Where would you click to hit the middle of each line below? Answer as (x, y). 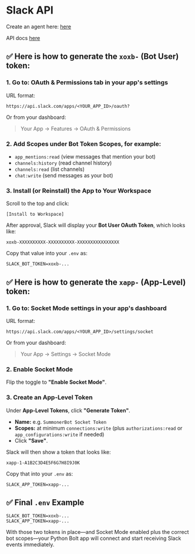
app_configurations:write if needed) (59, 434)
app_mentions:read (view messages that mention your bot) (85, 156)
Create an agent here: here (39, 27)
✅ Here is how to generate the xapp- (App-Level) (96, 282)
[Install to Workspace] (35, 215)
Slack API (30, 10)
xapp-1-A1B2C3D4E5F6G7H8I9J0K (43, 463)
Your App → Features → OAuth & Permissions (75, 128)
